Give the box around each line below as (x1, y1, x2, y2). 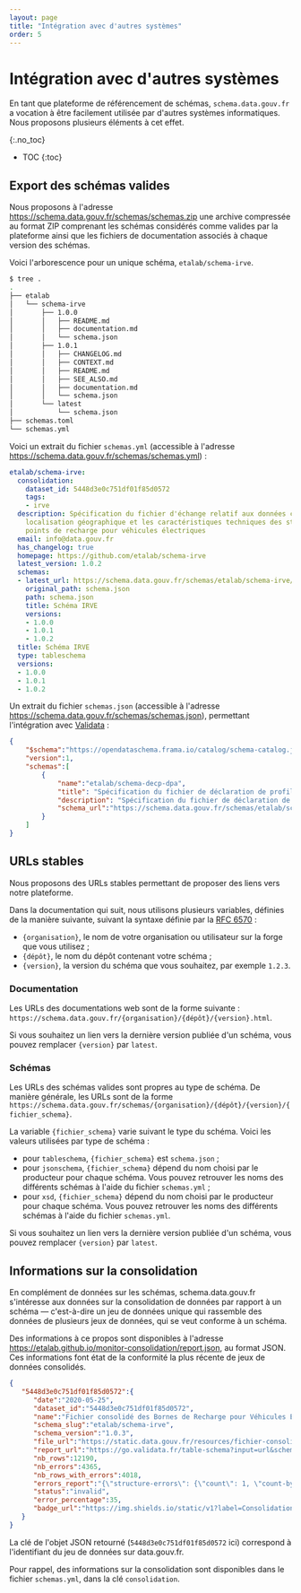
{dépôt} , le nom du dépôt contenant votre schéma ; (21, 950, 212, 961)
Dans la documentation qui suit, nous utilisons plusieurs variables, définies (9, 904, 285, 915)
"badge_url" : (32, 1504, 82, 1513)
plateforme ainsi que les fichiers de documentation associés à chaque (9, 231, 269, 241)
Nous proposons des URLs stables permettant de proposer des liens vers (9, 877, 280, 888)
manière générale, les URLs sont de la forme (9, 1092, 173, 1102)
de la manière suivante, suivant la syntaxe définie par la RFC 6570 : (9, 914, 257, 925)
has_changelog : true (17, 543, 94, 552)
